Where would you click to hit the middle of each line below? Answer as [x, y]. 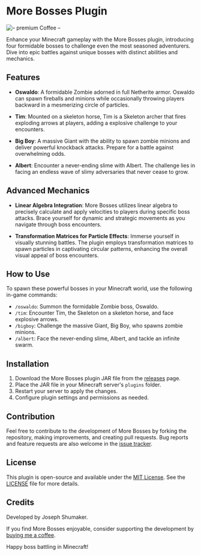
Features [23, 77]
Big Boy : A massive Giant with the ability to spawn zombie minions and [102, 141]
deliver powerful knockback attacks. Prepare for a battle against [94, 147]
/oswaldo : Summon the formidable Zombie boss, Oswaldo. [87, 307]
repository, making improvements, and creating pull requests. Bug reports [97, 437]
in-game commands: [32, 295]
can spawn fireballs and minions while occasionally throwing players [100, 98]
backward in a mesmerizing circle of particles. [72, 105]
